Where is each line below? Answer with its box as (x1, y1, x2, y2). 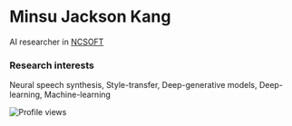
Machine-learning (44, 89, 112, 101)
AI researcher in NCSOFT (9, 36, 104, 47)
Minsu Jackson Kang (9, 6, 171, 27)
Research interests (9, 59, 95, 72)
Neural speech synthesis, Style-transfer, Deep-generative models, (9, 80, 258, 91)
